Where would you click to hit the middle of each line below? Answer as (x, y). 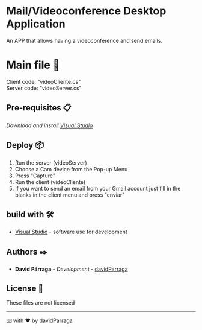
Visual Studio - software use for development (71, 232)
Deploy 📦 (25, 145)
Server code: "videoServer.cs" (44, 88)
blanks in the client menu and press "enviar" (70, 195)
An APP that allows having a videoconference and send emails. (84, 40)
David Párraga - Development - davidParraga (71, 269)
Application (36, 24)
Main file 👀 (33, 65)
